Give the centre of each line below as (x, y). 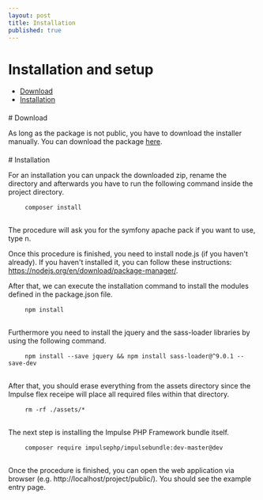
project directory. (36, 191)
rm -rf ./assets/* (55, 409)
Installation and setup (81, 69)
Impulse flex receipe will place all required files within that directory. (119, 394)
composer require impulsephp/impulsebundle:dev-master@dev (124, 448)
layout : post (30, 15)
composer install (53, 207)
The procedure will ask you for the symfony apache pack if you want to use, (132, 229)
